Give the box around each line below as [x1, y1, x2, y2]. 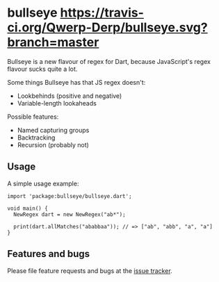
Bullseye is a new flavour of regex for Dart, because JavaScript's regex [7, 57, 211, 65]
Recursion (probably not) [17, 140, 89, 149]
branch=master [7, 35, 99, 50]
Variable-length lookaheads [17, 99, 97, 107]
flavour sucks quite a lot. [7, 65, 78, 73]
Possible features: [7, 113, 59, 121]
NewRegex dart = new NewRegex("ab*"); [13, 210, 127, 218]
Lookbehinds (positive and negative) [17, 92, 122, 100]
